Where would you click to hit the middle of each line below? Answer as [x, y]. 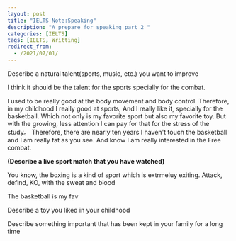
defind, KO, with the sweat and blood [61, 182]
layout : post [27, 14]
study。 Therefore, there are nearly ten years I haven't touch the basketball [117, 132]
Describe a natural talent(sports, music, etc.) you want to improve [103, 73]
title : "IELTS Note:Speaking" [52, 21]
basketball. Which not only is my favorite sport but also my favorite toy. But [117, 116]
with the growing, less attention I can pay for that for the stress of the [108, 123]
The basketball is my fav [43, 196]
